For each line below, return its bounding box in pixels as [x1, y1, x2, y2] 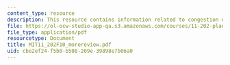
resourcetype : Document [7, 35, 75, 42]
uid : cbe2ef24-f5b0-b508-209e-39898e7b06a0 [7, 48, 133, 55]
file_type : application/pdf [7, 28, 88, 36]
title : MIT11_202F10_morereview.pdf [7, 41, 112, 48]
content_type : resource [7, 9, 75, 17]
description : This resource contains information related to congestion [7, 16, 219, 23]
